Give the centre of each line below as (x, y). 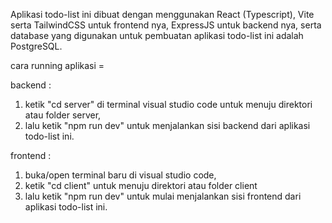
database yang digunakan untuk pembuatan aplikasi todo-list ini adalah (157, 35)
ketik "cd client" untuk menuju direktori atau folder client (141, 185)
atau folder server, (63, 115)
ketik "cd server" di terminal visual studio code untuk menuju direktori (168, 104)
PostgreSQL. (36, 46)
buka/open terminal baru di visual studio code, (120, 175)
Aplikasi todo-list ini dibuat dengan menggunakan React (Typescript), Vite (162, 14)
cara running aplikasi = (57, 65)
